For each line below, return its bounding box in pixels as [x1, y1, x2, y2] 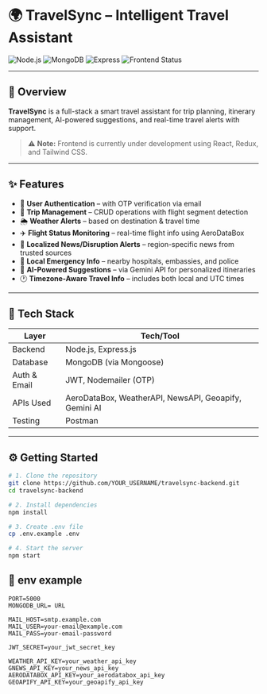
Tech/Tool [140, 330, 180, 341]
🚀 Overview [8, 85, 67, 99]
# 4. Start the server [8, 545, 83, 553]
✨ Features [8, 178, 64, 191]
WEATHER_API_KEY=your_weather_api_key [8, 657, 137, 665]
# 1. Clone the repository [8, 472, 98, 480]
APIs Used [12, 398, 52, 409]
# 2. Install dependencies [8, 501, 98, 509]
